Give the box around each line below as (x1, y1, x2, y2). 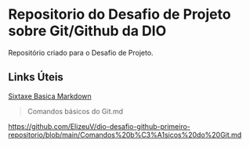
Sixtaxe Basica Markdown (8, 91, 92, 101)
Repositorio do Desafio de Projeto (8, 5, 231, 23)
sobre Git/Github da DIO (8, 22, 167, 40)
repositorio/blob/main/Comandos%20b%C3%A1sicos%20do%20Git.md (8, 130, 242, 139)
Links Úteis (8, 70, 64, 84)
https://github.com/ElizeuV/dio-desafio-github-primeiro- (8, 121, 190, 131)
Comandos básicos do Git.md (27, 106, 124, 116)
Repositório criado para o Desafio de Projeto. (8, 48, 154, 57)
